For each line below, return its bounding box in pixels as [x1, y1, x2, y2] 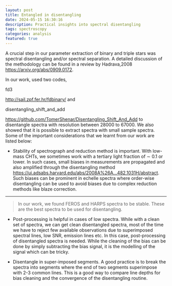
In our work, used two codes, [5, 76, 67, 83]
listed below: [5, 138, 32, 144]
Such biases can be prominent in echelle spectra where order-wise [12, 175, 155, 181]
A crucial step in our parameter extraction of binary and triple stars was [5, 50, 156, 56]
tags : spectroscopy [5, 27, 47, 32]
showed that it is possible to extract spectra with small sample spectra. [5, 127, 155, 133]
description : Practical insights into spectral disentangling [5, 22, 141, 27]
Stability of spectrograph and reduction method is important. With [12, 148, 152, 154]
